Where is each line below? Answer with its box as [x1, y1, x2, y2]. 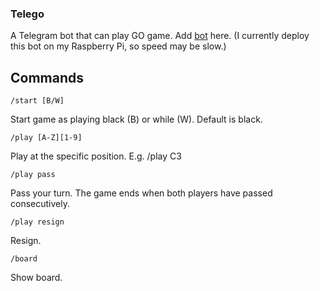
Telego [10, 7, 45, 21]
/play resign [10, 217, 65, 227]
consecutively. [10, 198, 70, 210]
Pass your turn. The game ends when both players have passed [10, 187, 273, 199]
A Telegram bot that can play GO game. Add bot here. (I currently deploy [10, 30, 310, 42]
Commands [10, 69, 85, 86]
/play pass [10, 170, 56, 180]
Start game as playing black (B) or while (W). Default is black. [10, 113, 263, 126]
